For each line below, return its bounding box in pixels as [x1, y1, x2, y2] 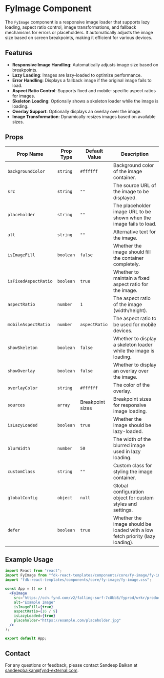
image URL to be [113, 208, 151, 215]
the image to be [113, 188, 149, 195]
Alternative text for [113, 228, 156, 235]
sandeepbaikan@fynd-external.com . [5, 667, 79, 674]
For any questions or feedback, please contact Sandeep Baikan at [5, 662, 138, 668]
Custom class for [113, 462, 152, 469]
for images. [12, 93, 35, 99]
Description [121, 150, 149, 157]
